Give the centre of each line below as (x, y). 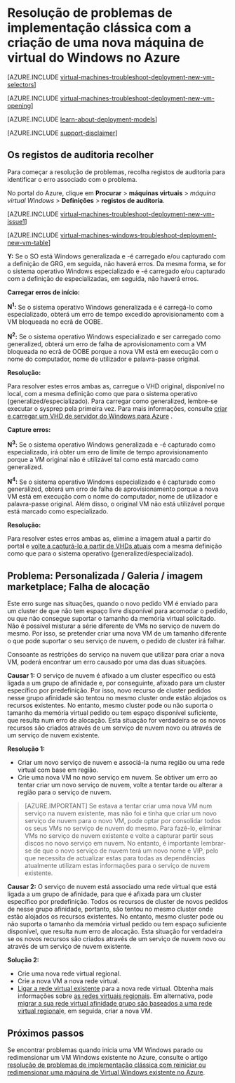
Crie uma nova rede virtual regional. (69, 973)
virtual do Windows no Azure (94, 58)
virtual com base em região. (58, 770)
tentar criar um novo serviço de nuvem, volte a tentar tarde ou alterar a (120, 785)
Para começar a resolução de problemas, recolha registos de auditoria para (116, 172)
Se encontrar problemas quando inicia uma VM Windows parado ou (105, 1050)
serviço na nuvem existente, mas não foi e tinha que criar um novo (121, 813)
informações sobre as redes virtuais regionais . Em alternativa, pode (115, 996)
